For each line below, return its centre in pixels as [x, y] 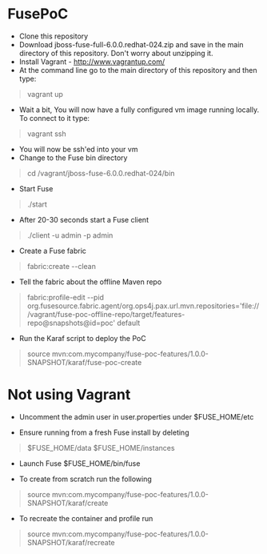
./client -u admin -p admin [70, 235]
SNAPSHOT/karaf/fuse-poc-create [84, 362]
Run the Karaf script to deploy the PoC [82, 338]
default [129, 323]
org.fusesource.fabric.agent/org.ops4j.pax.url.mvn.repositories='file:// [143, 306]
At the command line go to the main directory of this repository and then [138, 70]
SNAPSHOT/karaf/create [68, 503]
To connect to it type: [54, 118]
